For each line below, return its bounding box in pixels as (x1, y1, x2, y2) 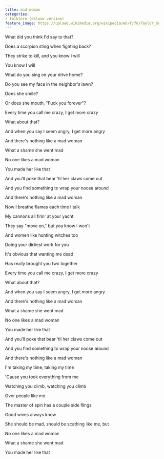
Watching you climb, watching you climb (5, 383, 86, 389)
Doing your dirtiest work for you (5, 242, 69, 248)
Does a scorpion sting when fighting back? (5, 43, 91, 49)
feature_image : (5, 20, 36, 26)
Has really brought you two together (5, 261, 78, 267)
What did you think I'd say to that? (5, 34, 74, 40)
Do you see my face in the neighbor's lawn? (5, 81, 94, 87)
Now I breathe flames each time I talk (5, 204, 80, 210)
